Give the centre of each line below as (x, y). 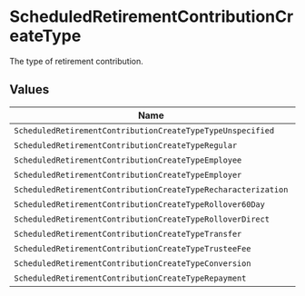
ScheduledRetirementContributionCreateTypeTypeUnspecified (144, 130)
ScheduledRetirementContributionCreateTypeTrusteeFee (133, 248)
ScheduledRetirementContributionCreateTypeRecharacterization (151, 189)
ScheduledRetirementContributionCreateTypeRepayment (130, 278)
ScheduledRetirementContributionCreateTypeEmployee (128, 160)
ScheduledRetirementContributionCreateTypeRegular (126, 145)
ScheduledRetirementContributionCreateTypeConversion (133, 263)
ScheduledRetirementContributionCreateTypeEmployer (128, 175)
